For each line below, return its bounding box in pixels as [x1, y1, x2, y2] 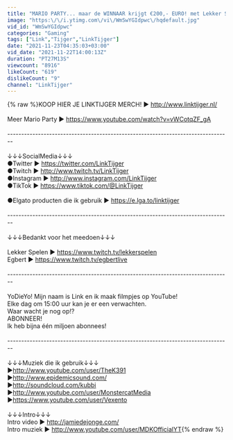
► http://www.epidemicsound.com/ [7, 373, 107, 382]
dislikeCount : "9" [7, 74, 60, 82]
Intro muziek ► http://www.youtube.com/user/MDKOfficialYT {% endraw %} [7, 425, 224, 434]
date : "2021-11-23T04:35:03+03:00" [7, 42, 110, 49]
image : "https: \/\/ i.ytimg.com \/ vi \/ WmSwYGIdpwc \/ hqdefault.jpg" [7, 17, 200, 24]
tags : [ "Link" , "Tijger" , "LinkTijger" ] [7, 36, 119, 43]
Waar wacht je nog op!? [7, 307, 75, 316]
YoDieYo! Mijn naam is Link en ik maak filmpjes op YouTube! [7, 293, 178, 301]
